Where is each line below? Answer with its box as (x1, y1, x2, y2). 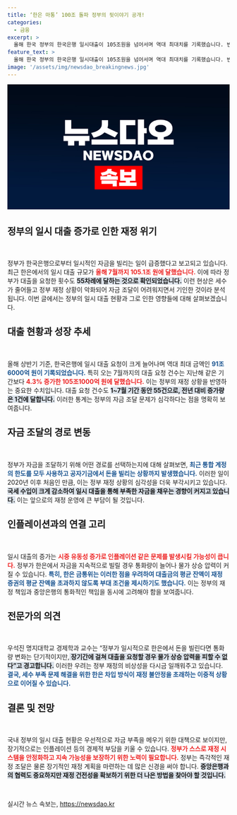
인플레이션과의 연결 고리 (7, 518, 106, 530)
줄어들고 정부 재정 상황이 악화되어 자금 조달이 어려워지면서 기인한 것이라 (14, 286, 213, 294)
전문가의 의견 (7, 610, 61, 622)
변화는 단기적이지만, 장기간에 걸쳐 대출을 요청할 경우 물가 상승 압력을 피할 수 (14, 652, 221, 661)
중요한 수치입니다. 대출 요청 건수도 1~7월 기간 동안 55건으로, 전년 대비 (14, 386, 206, 394)
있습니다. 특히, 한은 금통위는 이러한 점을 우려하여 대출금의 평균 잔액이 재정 (22, 570, 223, 578)
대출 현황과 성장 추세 (7, 326, 91, 338)
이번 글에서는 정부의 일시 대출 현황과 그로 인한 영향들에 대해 (28, 294, 192, 303)
